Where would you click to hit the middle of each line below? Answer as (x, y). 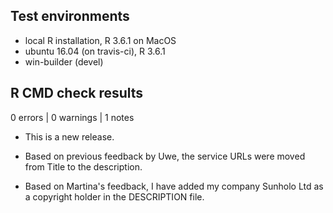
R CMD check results (77, 93)
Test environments (70, 16)
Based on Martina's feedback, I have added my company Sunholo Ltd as (174, 186)
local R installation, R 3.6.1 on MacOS (100, 40)
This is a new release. (69, 136)
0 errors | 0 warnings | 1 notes (72, 117)
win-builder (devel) (64, 61)
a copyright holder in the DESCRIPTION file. (114, 196)
